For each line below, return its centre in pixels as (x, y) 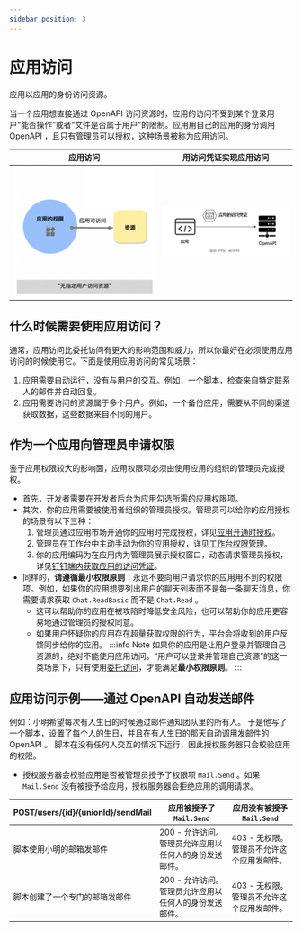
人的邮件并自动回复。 (62, 391)
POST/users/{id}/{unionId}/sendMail (82, 812)
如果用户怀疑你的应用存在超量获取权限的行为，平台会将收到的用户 (158, 634)
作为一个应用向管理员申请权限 (92, 444)
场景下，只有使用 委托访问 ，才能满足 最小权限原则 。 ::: (143, 667)
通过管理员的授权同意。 (95, 622)
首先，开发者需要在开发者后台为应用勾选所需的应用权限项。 (133, 499)
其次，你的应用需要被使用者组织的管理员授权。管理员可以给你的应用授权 (156, 510)
